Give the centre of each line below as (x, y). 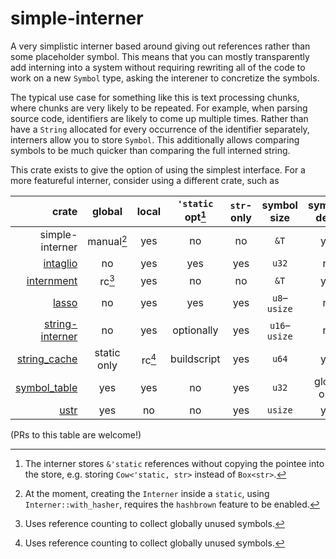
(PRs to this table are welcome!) (76, 435)
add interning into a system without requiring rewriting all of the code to (158, 67)
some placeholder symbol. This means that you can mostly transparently (160, 56)
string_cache (47, 359)
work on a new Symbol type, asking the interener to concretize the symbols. (165, 78)
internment (52, 280)
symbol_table (46, 388)
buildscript (195, 359)
